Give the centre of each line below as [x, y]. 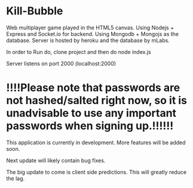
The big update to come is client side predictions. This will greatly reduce [96, 172]
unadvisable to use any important [91, 113]
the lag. [16, 178]
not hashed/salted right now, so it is [96, 101]
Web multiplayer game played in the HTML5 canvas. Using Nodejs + [90, 28]
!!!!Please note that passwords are [93, 88]
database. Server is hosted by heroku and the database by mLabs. [88, 40]
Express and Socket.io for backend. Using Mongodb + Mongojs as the [93, 34]
